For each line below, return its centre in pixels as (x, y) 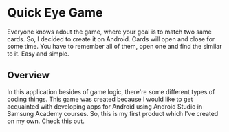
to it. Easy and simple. (39, 54)
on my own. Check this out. (46, 121)
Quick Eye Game (55, 13)
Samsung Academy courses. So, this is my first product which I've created (113, 113)
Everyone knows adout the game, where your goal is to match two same (109, 32)
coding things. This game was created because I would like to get (100, 99)
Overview (29, 75)
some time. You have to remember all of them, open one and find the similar (115, 46)
